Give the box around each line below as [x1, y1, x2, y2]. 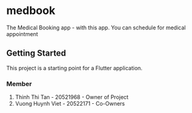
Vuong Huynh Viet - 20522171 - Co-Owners [15, 100, 125, 108]
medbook [6, 4, 56, 18]
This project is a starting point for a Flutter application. [6, 64, 143, 71]
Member [6, 79, 32, 88]
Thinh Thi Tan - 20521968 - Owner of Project [15, 93, 129, 101]
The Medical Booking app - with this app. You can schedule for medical [6, 24, 186, 31]
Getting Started [6, 48, 66, 59]
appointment [6, 30, 38, 37]
